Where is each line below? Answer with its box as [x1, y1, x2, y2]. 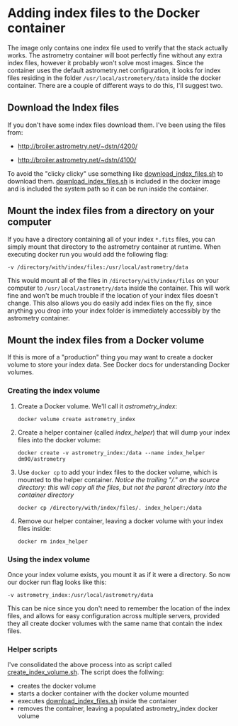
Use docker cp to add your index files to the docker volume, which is [17, 468, 218, 476]
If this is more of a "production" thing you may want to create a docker [7, 353, 213, 362]
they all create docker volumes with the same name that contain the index [7, 619, 223, 627]
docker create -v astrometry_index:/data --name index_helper [17, 449, 205, 457]
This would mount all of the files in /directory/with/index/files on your [7, 276, 220, 284]
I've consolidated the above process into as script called [7, 661, 172, 669]
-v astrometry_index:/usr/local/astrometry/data [7, 591, 154, 598]
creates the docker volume [17, 682, 96, 691]
